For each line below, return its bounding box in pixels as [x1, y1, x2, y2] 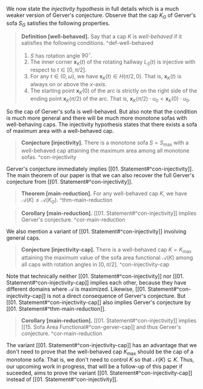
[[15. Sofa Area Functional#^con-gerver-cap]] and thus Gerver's [21, 323, 181, 330]
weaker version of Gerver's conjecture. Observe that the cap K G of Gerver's [6, 12, 196, 20]
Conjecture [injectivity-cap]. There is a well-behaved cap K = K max [21, 246, 192, 254]
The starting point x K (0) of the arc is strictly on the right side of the [30, 87, 198, 96]
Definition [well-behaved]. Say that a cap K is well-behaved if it [21, 33, 182, 40]
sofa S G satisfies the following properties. [6, 19, 110, 28]
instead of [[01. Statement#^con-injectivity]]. [6, 376, 118, 383]
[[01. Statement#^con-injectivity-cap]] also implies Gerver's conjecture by [6, 299, 191, 306]
